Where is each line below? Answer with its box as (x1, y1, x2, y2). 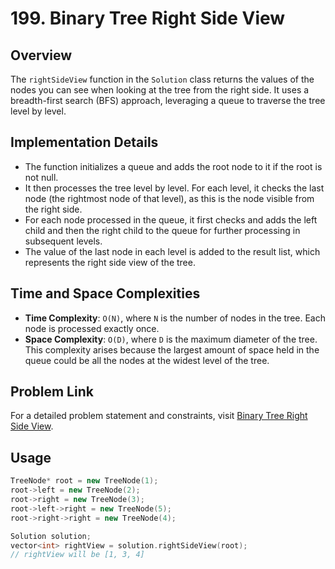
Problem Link (10, 383, 94, 401)
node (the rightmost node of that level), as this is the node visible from (24, 192, 315, 204)
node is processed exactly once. (24, 322, 160, 334)
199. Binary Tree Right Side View (10, 7, 286, 30)
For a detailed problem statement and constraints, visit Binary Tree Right (10, 410, 308, 422)
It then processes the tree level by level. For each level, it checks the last (24, 182, 325, 194)
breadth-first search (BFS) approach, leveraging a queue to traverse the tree (10, 95, 326, 106)
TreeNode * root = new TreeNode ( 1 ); (10, 476, 159, 486)
